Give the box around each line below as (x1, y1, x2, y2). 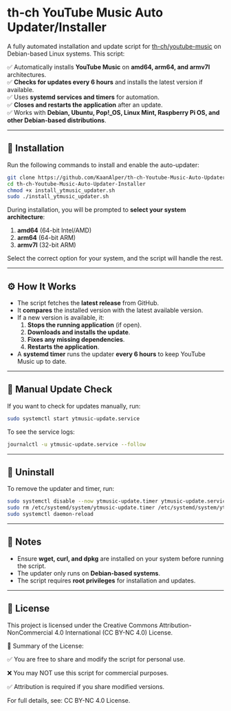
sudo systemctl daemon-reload (7, 511, 94, 518)
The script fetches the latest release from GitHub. (16, 299, 159, 307)
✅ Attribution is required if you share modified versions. (7, 682, 165, 690)
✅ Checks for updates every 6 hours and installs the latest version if (7, 78, 203, 86)
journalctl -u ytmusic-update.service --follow (7, 441, 146, 448)
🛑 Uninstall (7, 466, 55, 479)
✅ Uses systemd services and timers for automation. (7, 93, 160, 101)
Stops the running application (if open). (27, 321, 142, 329)
